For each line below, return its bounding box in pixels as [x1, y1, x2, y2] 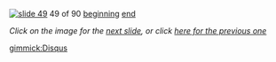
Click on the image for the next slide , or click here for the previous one [9, 26, 267, 35]
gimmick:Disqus [9, 43, 68, 53]
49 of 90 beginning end [49, 9, 136, 19]
